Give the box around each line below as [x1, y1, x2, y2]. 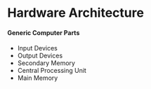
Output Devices [17, 51, 63, 60]
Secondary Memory [17, 59, 76, 67]
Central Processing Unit [17, 67, 86, 75]
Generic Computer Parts [7, 28, 80, 36]
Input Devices [17, 44, 58, 53]
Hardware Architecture [7, 5, 144, 21]
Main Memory [17, 74, 58, 82]
